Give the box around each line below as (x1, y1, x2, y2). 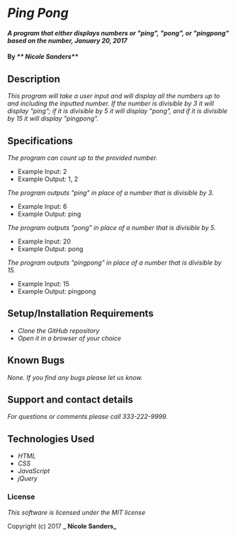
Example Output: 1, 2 (17, 175, 79, 183)
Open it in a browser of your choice (17, 334, 122, 342)
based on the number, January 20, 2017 (7, 36, 128, 45)
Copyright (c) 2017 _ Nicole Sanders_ (7, 521, 117, 530)
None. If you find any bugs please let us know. (7, 373, 143, 381)
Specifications (7, 134, 73, 146)
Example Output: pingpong (17, 287, 96, 295)
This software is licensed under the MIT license (7, 508, 146, 516)
